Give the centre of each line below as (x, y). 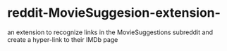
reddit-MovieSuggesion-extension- (114, 13)
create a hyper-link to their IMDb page (63, 39)
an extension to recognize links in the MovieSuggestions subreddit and (110, 32)
